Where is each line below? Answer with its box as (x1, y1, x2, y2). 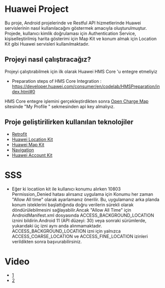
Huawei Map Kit (11, 141, 45, 147)
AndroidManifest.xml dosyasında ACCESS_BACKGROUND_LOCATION (11, 212, 155, 218)
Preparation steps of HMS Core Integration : (11, 78, 102, 84)
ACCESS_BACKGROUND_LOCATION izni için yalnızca (11, 228, 121, 234)
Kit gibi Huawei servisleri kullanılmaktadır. (4, 41, 90, 47)
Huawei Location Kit (11, 136, 53, 142)
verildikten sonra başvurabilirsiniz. (11, 238, 82, 244)
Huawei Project (4, 3, 69, 15)
